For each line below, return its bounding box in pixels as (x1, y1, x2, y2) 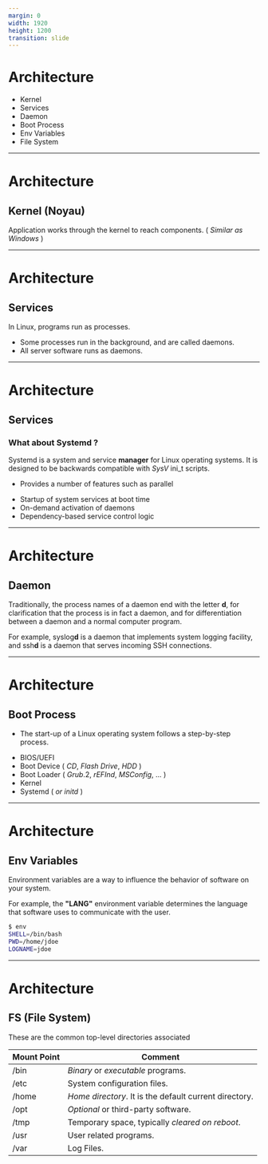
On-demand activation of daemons (19, 503, 136, 513)
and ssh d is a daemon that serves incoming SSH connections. (8, 641, 212, 650)
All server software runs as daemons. (19, 346, 144, 356)
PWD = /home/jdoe (8, 937, 59, 945)
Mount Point (12, 1051, 60, 1062)
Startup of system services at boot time (19, 495, 150, 504)
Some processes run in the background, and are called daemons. (19, 337, 235, 347)
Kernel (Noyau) (8, 204, 85, 218)
